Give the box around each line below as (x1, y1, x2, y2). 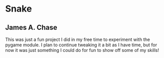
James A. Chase (5, 23, 57, 32)
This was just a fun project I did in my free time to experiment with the (5, 36, 150, 42)
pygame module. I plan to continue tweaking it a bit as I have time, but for (5, 42, 157, 48)
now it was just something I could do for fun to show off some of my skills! (5, 47, 159, 53)
